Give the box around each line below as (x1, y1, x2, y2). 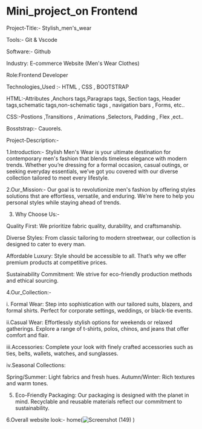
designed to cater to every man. (6, 240, 86, 248)
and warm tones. (6, 379, 48, 387)
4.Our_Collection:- (6, 288, 51, 296)
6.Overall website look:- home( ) (6, 416, 135, 423)
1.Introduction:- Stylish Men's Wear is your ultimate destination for (6, 148, 171, 155)
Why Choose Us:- (15, 211, 60, 218)
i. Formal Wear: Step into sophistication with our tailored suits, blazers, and (6, 300, 193, 308)
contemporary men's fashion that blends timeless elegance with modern (6, 155, 187, 162)
